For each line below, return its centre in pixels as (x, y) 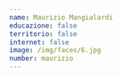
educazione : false (43, 26)
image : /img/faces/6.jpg (55, 50)
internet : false (39, 42)
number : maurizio (41, 58)
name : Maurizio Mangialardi (61, 17)
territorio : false (43, 34)
